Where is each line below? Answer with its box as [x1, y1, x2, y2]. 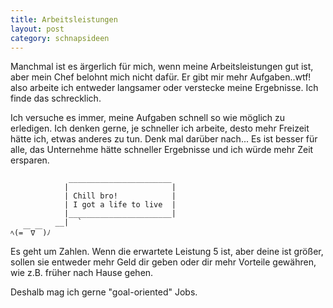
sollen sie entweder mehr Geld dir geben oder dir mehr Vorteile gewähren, [10, 256, 317, 268]
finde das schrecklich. [10, 92, 102, 105]
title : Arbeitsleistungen [10, 14, 118, 25]
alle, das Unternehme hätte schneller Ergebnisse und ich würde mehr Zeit [10, 144, 314, 156]
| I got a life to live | [63, 200, 177, 210]
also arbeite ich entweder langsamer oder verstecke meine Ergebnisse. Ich [10, 82, 319, 94]
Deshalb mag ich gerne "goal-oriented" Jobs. [10, 286, 198, 298]
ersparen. [10, 154, 50, 166]
